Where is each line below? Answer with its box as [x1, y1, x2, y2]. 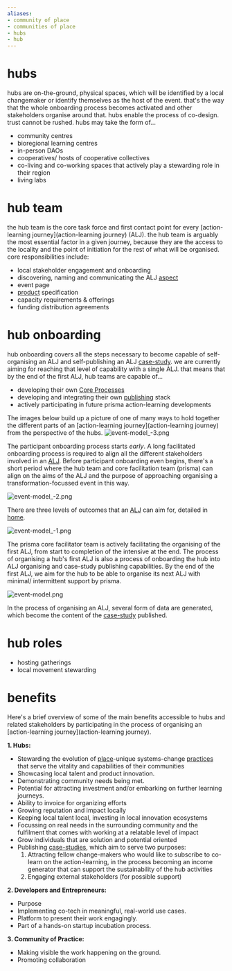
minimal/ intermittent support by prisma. [7, 576, 122, 585]
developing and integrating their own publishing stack [17, 393, 171, 401]
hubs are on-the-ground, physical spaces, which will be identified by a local [7, 89, 224, 97]
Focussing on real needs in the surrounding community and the [17, 820, 199, 829]
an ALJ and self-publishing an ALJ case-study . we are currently [39, 357, 221, 366]
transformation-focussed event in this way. [7, 479, 130, 487]
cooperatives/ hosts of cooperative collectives [17, 154, 150, 162]
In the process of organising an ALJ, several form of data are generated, [7, 603, 213, 612]
